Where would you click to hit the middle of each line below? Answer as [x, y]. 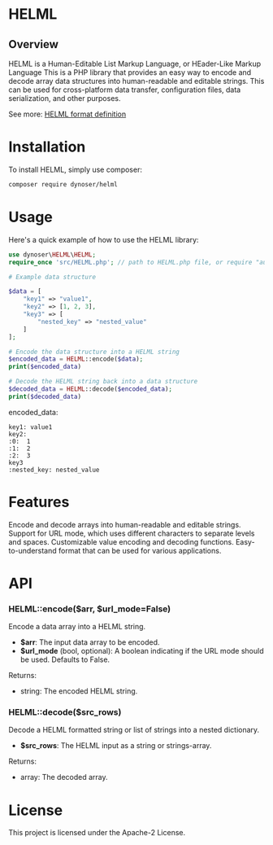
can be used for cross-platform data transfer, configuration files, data [125, 90]
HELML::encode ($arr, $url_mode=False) [90, 609]
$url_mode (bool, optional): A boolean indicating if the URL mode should [142, 651]
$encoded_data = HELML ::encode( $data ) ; [76, 359]
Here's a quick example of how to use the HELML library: [104, 239]
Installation [47, 147]
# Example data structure [52, 277]
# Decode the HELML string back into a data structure [103, 382]
